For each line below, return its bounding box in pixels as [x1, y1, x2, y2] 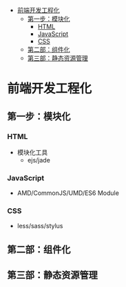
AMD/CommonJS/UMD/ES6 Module [17, 189, 119, 197]
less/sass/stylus [17, 222, 63, 230]
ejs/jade [27, 156, 50, 164]
